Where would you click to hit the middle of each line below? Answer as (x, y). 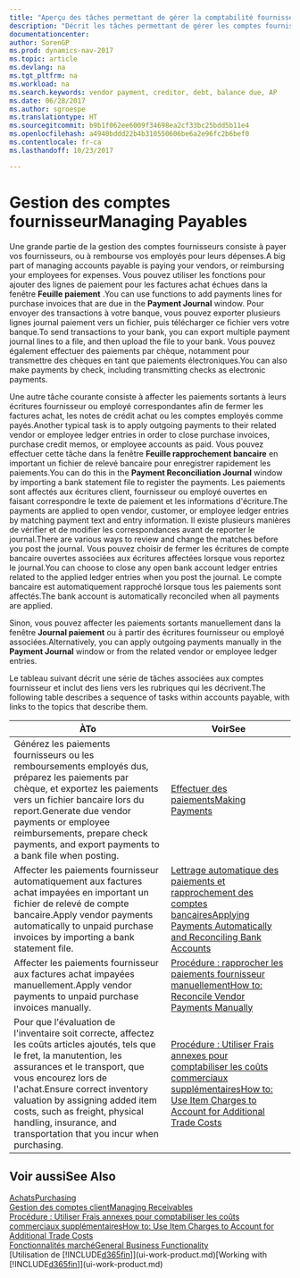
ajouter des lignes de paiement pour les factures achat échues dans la (138, 284)
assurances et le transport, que (79, 1066)
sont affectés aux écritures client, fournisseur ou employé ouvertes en (138, 492)
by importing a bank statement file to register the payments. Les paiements (147, 482)
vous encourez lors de (60, 1078)
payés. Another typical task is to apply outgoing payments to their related (143, 425)
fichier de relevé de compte (71, 904)
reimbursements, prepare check (81, 833)
